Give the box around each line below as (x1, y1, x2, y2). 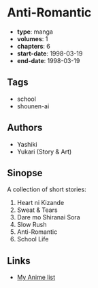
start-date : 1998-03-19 (16, 49, 83, 58)
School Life (16, 235, 49, 243)
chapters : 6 (16, 42, 51, 50)
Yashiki (16, 140, 37, 148)
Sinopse (7, 167, 43, 179)
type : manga (16, 27, 53, 36)
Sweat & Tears (16, 206, 58, 214)
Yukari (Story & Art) (16, 147, 72, 156)
